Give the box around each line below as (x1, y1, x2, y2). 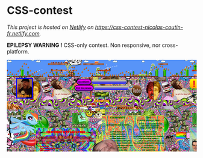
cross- (161, 41, 178, 49)
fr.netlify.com (7, 29, 40, 37)
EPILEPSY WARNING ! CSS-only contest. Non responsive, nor (7, 41, 161, 49)
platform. (7, 47, 30, 55)
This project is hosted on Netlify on (7, 23, 94, 31)
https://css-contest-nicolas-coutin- (95, 23, 183, 31)
